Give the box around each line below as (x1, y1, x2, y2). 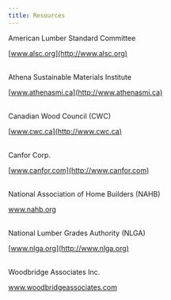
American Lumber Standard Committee (8, 33, 136, 43)
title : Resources (8, 11, 66, 20)
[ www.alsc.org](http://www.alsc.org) (8, 48, 128, 58)
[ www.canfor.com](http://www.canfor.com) (8, 165, 150, 174)
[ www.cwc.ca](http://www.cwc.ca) (8, 126, 123, 136)
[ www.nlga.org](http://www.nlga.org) (8, 243, 129, 253)
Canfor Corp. (8, 150, 51, 159)
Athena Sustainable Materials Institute (8, 72, 132, 81)
